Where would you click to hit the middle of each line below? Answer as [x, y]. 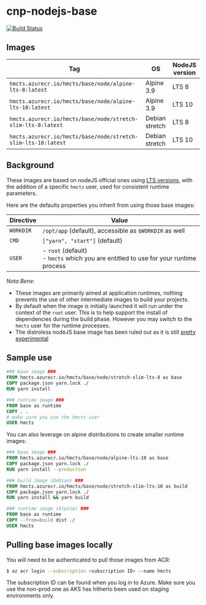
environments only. [31, 596]
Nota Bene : [21, 281]
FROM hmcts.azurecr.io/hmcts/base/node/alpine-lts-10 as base [87, 458]
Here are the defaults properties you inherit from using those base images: [101, 205]
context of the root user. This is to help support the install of [91, 312]
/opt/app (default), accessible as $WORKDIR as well [114, 230]
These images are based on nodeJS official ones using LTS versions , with [100, 180]
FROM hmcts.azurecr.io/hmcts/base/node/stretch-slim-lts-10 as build [97, 486]
